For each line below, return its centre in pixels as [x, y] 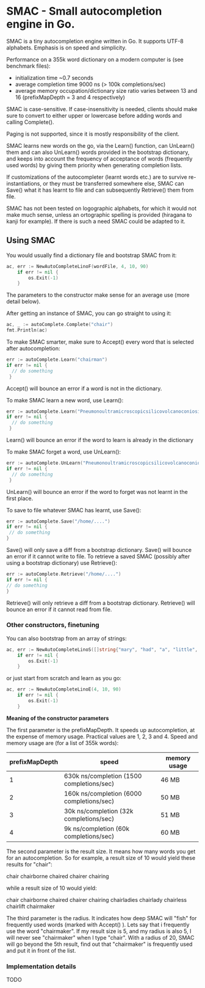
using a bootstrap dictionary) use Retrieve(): [62, 563]
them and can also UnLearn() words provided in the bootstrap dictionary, [98, 152]
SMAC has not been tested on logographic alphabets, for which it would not [102, 208]
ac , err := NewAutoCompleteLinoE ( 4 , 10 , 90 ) [64, 689]
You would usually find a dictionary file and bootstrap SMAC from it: [92, 255]
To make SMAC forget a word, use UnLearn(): [63, 452]
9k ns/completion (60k [97, 829]
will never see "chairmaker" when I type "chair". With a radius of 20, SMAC [100, 937]
